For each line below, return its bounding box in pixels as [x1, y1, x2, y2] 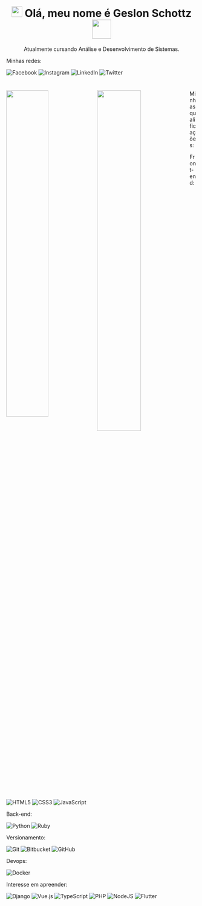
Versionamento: [6, 834, 46, 841]
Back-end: [6, 810, 32, 818]
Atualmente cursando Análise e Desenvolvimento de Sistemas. [24, 45, 180, 53]
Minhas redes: [6, 57, 42, 64]
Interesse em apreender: [6, 881, 68, 888]
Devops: [6, 858, 27, 865]
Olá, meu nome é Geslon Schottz [24, 7, 192, 21]
